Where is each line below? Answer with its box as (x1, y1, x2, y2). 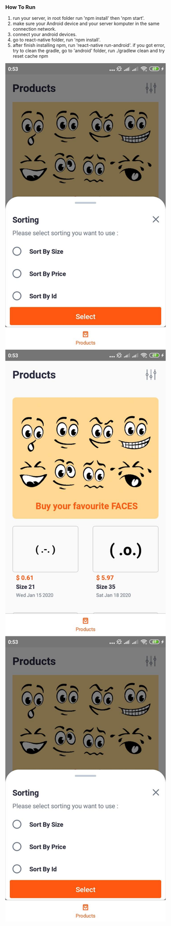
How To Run (5, 4, 36, 11)
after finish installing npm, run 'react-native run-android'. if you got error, (12, 42, 165, 48)
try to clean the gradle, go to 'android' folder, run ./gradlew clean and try (12, 47, 165, 54)
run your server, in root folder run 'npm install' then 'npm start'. (12, 15, 145, 21)
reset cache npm (12, 53, 48, 59)
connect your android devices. (12, 32, 77, 38)
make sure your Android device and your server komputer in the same (12, 20, 160, 27)
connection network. (12, 26, 56, 32)
